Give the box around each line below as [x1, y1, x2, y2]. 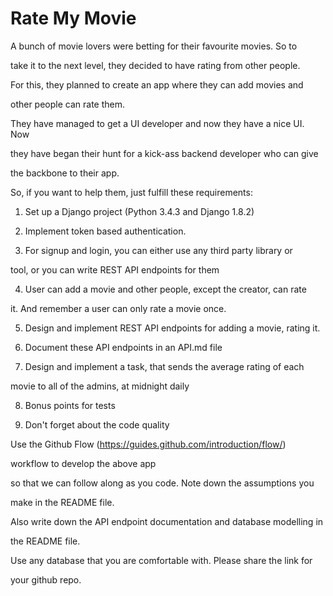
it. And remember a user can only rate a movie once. [10, 302, 227, 314]
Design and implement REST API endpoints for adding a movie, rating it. [24, 322, 321, 334]
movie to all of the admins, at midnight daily [10, 380, 190, 392]
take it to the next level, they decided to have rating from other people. [10, 59, 301, 71]
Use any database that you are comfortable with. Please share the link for [10, 554, 313, 566]
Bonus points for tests [24, 399, 116, 411]
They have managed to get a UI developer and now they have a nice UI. [10, 117, 305, 129]
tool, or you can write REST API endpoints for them [10, 263, 220, 276]
